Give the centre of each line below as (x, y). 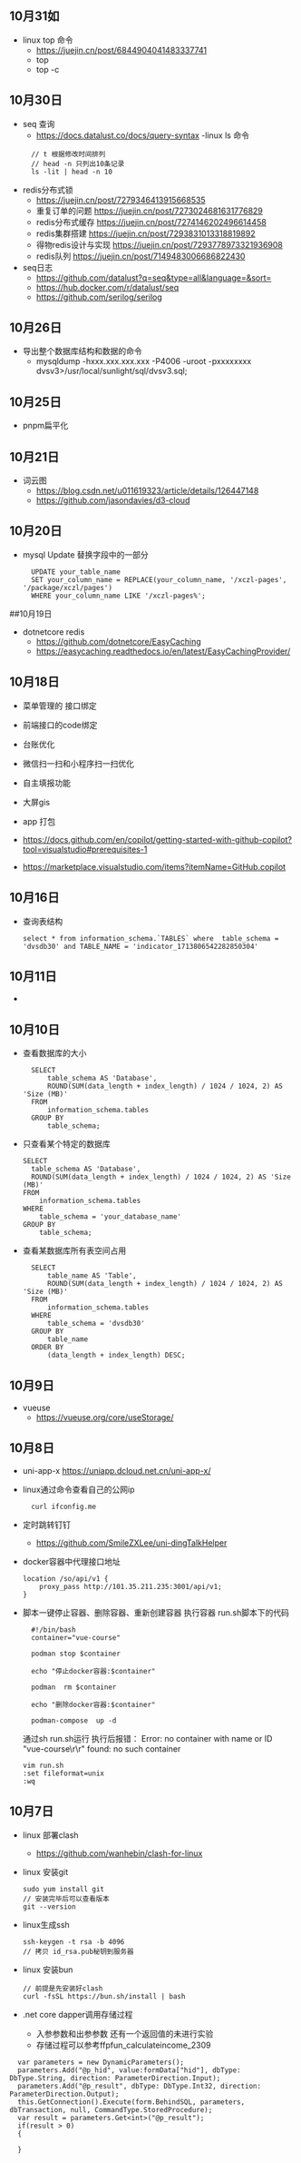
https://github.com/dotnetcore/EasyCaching (118, 641)
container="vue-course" (76, 1637)
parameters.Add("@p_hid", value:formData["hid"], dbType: (130, 2070)
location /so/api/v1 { (65, 1578)
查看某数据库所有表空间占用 (74, 1250)
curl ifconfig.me (64, 1506)
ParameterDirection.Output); (64, 2094)
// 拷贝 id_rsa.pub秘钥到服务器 (78, 1951)
